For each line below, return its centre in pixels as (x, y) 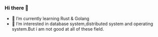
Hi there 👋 (17, 8)
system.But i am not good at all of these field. (58, 29)
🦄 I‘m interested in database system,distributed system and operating (82, 24)
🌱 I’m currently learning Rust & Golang (50, 19)
